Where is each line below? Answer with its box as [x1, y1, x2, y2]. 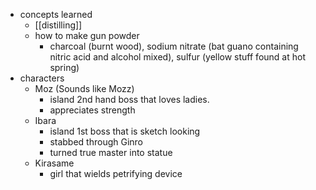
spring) [49, 62, 80, 73]
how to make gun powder [34, 30, 140, 41]
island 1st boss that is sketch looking [49, 125, 201, 137]
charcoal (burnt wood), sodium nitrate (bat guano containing [49, 40, 299, 52]
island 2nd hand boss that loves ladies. [49, 94, 210, 105]
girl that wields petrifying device [49, 168, 183, 179]
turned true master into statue [49, 147, 173, 158]
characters [19, 72, 65, 84]
